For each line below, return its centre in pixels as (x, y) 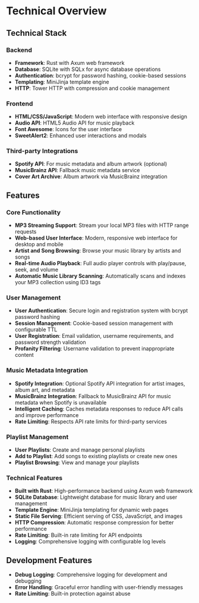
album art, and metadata (45, 390)
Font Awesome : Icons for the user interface (68, 129)
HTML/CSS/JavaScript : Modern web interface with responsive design (101, 117)
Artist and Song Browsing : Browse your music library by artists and (98, 251)
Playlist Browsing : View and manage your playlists (77, 462)
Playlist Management (37, 437)
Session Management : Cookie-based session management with (94, 324)
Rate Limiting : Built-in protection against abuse (72, 593)
